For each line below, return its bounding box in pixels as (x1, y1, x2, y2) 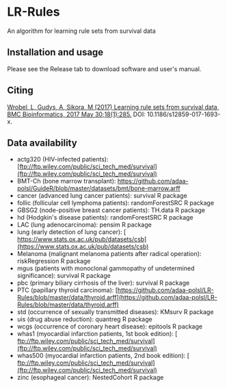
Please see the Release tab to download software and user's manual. (7, 64, 202, 73)
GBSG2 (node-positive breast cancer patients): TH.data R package (16, 206, 206, 214)
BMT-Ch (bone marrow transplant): (16, 177, 116, 185)
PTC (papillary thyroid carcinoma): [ (16, 286, 118, 294)
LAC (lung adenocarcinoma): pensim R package (16, 220, 152, 229)
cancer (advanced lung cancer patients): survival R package (16, 192, 187, 200)
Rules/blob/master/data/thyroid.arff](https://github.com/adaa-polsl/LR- (16, 294, 217, 302)
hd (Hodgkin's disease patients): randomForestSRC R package (16, 214, 193, 222)
